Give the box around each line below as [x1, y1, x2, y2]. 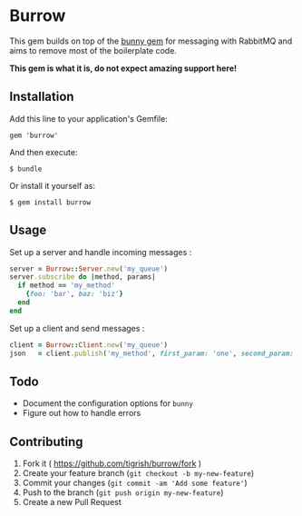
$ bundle [9, 164, 43, 174]
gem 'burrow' [9, 131, 59, 140]
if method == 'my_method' [17, 281, 116, 291]
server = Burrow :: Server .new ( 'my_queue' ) [9, 264, 169, 273]
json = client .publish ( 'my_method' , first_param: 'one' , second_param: [9, 349, 295, 358]
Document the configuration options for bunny [22, 398, 193, 409]
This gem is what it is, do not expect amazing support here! [9, 63, 238, 74]
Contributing [9, 433, 83, 450]
